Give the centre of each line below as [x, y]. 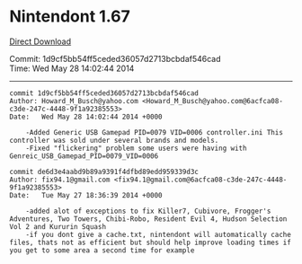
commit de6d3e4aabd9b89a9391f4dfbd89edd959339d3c [104, 172]
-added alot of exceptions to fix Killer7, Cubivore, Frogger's [148, 211]
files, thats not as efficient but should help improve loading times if [151, 242]
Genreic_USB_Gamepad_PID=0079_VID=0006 [84, 156]
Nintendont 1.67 [70, 17]
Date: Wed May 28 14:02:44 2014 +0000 [86, 117]
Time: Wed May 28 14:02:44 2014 [72, 68]
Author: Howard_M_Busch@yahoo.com [74, 101]
